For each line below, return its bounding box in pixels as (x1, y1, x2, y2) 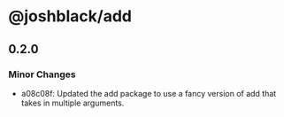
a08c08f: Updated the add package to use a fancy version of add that (20, 88, 277, 98)
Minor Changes (8, 68, 76, 81)
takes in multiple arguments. (20, 97, 125, 108)
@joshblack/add (8, 6, 132, 27)
